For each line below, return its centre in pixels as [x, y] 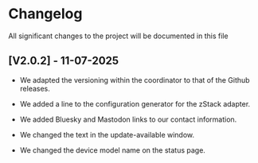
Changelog [45, 14]
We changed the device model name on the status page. [112, 150]
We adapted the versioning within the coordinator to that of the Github [135, 80]
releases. [35, 88]
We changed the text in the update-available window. [107, 134]
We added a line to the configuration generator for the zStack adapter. [135, 103]
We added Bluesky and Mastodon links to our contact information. [128, 119]
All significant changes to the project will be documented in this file [118, 36]
